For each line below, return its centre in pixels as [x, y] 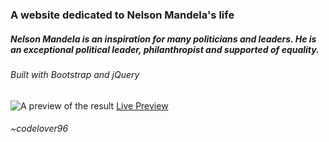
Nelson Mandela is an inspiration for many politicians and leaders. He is [163, 39]
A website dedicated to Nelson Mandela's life [122, 15]
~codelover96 [39, 129]
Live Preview [142, 105]
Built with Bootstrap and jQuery [75, 74]
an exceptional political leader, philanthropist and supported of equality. [165, 49]
